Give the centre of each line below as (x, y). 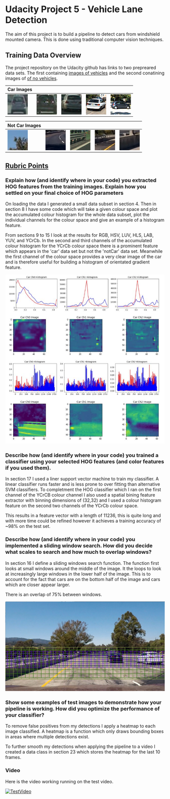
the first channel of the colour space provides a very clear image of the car (83, 256)
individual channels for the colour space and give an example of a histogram (85, 220)
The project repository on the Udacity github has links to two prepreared (81, 67)
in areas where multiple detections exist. (47, 737)
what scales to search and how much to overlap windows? (78, 552)
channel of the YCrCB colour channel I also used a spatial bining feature (80, 495)
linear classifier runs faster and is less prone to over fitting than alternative (83, 484)
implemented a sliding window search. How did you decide (79, 546)
